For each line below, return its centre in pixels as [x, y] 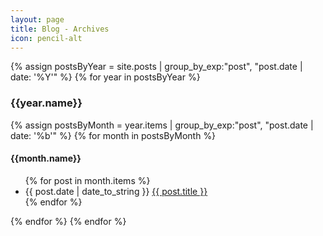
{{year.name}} [46, 103]
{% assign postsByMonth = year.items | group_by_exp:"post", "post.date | [162, 125]
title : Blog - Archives [60, 29]
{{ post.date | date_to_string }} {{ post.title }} [116, 191]
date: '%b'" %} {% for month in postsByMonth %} [113, 135]
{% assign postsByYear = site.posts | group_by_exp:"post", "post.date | [156, 67]
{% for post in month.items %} [87, 180]
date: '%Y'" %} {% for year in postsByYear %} [105, 77]
